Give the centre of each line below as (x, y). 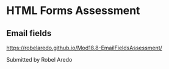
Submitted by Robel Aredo (39, 60)
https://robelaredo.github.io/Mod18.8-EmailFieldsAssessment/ (84, 48)
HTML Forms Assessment (73, 11)
